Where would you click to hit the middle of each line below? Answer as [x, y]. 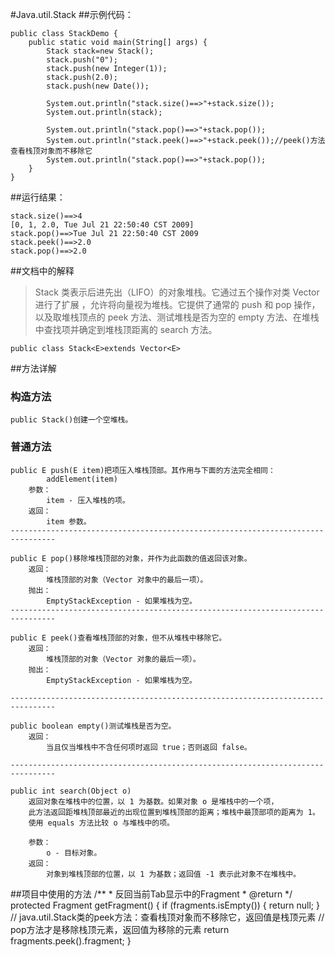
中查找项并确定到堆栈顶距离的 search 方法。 [126, 329]
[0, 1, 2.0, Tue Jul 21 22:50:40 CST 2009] [102, 225]
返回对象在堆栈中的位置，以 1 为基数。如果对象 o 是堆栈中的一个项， [153, 801]
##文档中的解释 [42, 271]
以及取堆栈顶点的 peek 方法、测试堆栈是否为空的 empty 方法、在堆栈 [177, 317]
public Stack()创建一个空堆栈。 [71, 420]
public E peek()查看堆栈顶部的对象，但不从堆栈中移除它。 [118, 638]
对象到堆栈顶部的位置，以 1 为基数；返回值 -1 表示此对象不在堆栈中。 [174, 874]
